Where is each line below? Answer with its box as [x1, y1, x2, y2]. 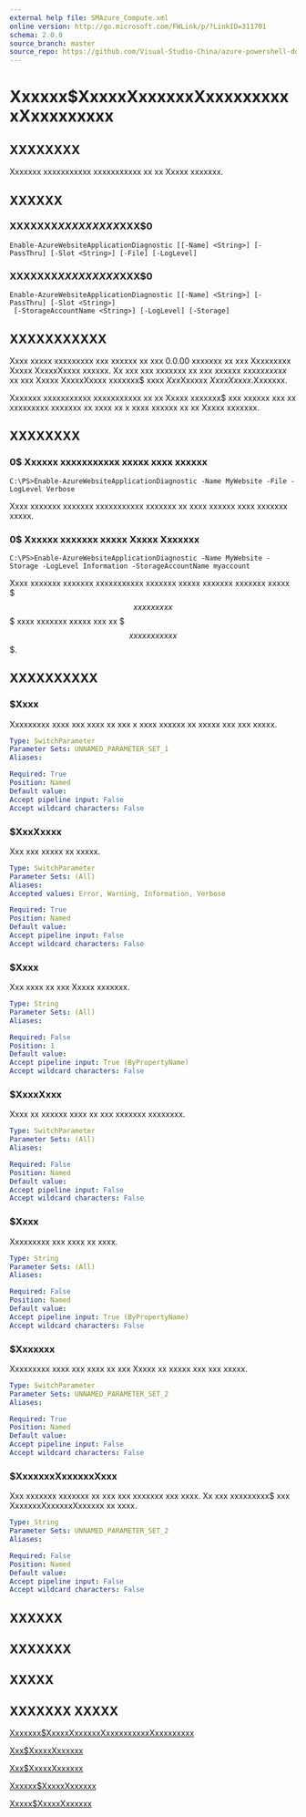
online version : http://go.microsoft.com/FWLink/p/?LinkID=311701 [9, 22, 267, 31]
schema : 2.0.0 [9, 30, 64, 39]
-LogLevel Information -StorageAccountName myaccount [42, 562, 250, 571]
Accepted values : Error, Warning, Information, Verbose [9, 889, 226, 898]
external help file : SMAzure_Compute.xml [9, 13, 169, 23]
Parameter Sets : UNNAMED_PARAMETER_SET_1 [9, 745, 169, 754]
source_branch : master [9, 38, 96, 48]
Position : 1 [9, 1041, 55, 1050]
